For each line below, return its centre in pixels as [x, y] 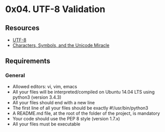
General [15, 76]
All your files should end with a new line [54, 102]
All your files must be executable [46, 124]
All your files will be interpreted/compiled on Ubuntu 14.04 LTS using [84, 92]
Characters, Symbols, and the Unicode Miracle [61, 45]
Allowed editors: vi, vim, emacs [45, 86]
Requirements [28, 61]
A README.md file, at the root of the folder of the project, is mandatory [86, 113]
